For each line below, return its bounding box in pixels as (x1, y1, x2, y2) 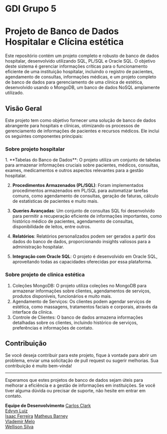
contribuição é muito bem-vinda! (5, 363, 72, 369)
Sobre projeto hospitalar (5, 145, 65, 152)
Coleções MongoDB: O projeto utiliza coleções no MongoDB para (12, 282, 147, 288)
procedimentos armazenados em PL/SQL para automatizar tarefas (12, 187, 148, 194)
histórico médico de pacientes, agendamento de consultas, (12, 218, 134, 224)
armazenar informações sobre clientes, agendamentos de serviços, (12, 288, 151, 294)
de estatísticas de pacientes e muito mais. (12, 198, 98, 204)
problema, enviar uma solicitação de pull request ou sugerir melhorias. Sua (5, 357, 159, 363)
